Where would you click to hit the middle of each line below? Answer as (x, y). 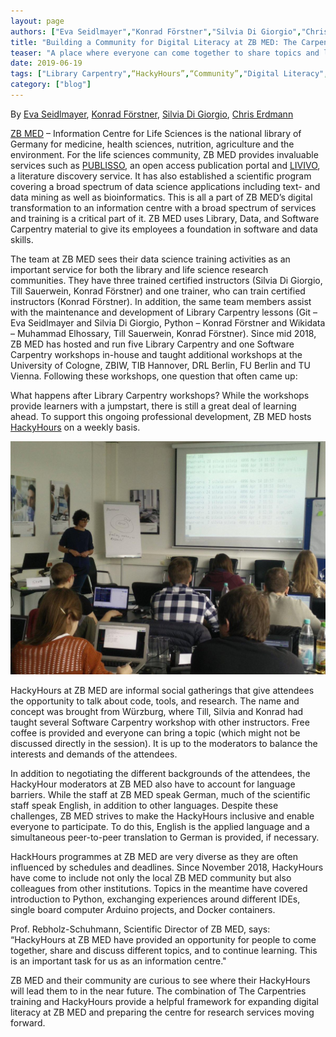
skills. (22, 239)
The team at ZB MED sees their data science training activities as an (150, 259)
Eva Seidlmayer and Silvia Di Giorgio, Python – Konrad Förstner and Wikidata (168, 322)
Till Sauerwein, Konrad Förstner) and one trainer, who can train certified (158, 291)
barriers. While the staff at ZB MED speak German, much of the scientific (160, 794)
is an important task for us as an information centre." (118, 961)
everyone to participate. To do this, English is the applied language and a (160, 826)
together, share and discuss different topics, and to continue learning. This (164, 950)
